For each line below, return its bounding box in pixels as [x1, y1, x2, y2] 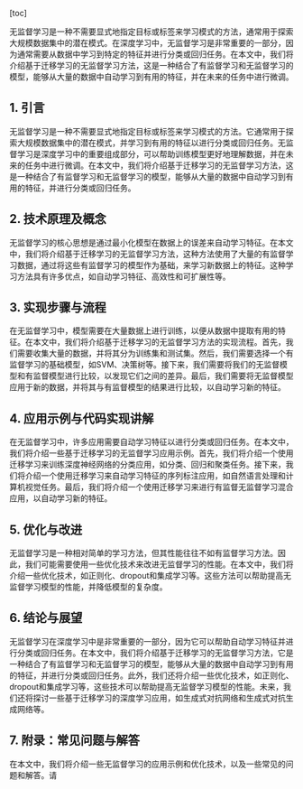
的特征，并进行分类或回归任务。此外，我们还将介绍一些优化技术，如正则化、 [9, 670, 294, 681]
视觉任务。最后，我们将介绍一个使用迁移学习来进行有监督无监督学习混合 [24, 482, 294, 493]
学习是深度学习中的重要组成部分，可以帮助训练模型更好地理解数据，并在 [16, 148, 286, 159]
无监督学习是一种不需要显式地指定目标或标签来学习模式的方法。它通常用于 [9, 125, 286, 136]
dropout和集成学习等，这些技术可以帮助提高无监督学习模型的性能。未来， [9, 681, 284, 692]
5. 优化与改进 [9, 522, 83, 537]
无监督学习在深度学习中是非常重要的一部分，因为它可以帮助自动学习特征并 [9, 636, 286, 646]
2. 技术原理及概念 [9, 211, 106, 227]
